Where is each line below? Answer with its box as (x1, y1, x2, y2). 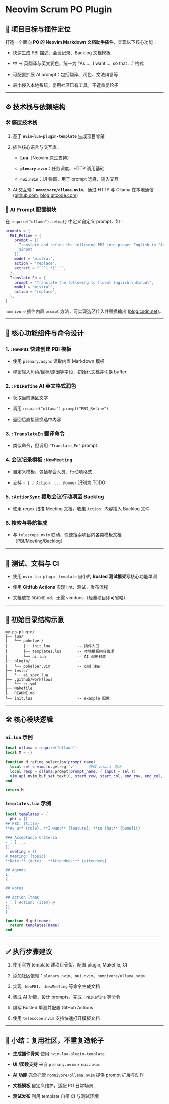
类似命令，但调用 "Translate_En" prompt (12, 442, 97, 449)
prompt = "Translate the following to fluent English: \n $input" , (14, 280, 154, 285)
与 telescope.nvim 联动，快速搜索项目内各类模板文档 (12, 532, 122, 538)
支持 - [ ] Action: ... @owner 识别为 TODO (12, 479, 106, 486)
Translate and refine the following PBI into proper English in (18, 242, 156, 247)
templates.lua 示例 (5, 800, 51, 807)
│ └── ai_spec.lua (5, 672, 49, 678)
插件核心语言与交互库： (12, 144, 61, 150)
